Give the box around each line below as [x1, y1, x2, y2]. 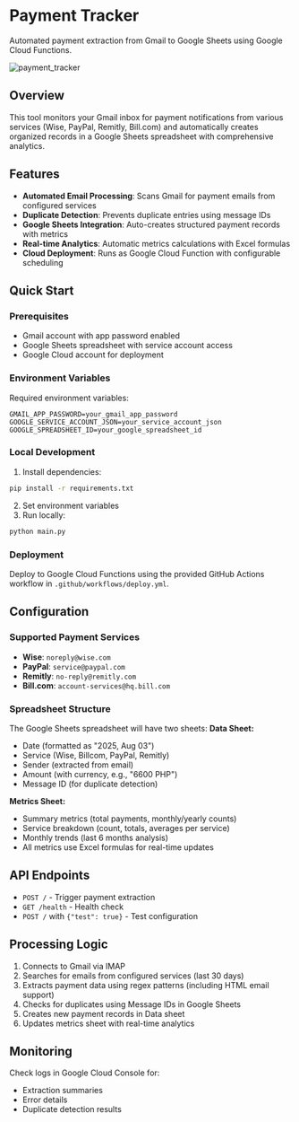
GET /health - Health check [21, 901, 124, 912]
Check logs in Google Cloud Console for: [9, 1067, 160, 1078]
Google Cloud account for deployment [21, 349, 164, 360]
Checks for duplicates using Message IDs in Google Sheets [21, 998, 242, 1010]
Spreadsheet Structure [9, 702, 112, 714]
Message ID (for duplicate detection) [21, 778, 158, 789]
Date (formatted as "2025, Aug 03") [21, 740, 155, 750]
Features [9, 167, 60, 182]
